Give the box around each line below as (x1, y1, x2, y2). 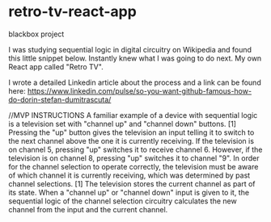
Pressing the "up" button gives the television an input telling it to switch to (8, 128, 255, 137)
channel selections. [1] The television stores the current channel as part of (8, 178, 256, 188)
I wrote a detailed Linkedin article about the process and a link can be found (8, 77, 261, 87)
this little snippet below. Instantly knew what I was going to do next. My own (8, 53, 262, 63)
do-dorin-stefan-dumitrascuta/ (8, 94, 112, 104)
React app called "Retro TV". (8, 61, 104, 71)
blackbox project (8, 29, 65, 39)
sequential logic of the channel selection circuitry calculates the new (8, 196, 237, 206)
